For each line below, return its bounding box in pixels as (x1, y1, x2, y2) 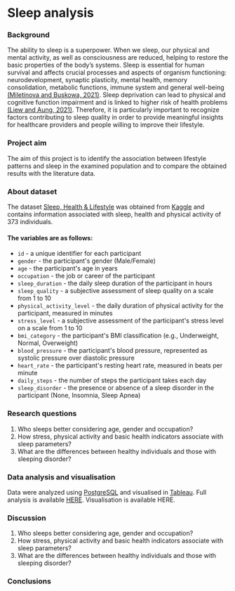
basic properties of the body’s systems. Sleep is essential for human (7, 61, 205, 70)
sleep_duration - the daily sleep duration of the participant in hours (17, 279, 213, 287)
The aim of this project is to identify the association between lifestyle (7, 154, 207, 162)
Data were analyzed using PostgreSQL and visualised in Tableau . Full (7, 488, 207, 496)
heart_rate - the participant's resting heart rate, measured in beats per (17, 361, 223, 370)
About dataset (7, 186, 58, 196)
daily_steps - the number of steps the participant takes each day (17, 376, 207, 384)
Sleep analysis (7, 5, 95, 21)
